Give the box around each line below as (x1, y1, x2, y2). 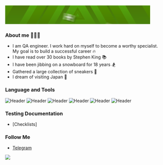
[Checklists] (12, 121, 37, 127)
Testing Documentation (5, 110, 63, 117)
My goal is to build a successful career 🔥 (12, 48, 96, 55)
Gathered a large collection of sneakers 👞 (12, 69, 98, 75)
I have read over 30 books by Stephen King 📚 (12, 54, 107, 60)
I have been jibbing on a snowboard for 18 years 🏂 (12, 61, 116, 67)
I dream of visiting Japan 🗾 (12, 74, 67, 80)
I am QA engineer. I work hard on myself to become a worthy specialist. (12, 43, 159, 49)
